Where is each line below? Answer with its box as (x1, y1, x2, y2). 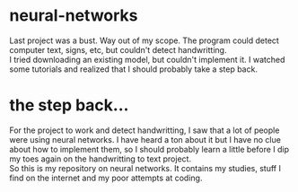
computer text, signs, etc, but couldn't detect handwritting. (9, 44, 227, 55)
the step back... (9, 95, 129, 116)
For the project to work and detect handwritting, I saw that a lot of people (9, 125, 280, 135)
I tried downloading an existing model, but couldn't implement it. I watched (9, 54, 285, 65)
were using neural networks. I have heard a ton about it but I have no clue (9, 134, 281, 144)
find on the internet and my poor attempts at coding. (9, 172, 203, 183)
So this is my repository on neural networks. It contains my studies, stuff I (9, 162, 281, 173)
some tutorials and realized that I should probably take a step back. (9, 64, 259, 74)
